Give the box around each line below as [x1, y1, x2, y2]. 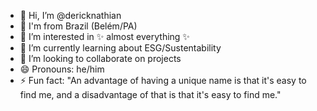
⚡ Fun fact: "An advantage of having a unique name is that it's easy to [19, 75, 307, 86]
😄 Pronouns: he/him [19, 63, 105, 75]
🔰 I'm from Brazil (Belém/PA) [19, 20, 138, 32]
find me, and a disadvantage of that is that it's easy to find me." [19, 89, 282, 100]
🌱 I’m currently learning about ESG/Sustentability [19, 42, 222, 54]
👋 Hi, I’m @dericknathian [19, 10, 122, 21]
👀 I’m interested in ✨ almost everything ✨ [19, 31, 190, 42]
